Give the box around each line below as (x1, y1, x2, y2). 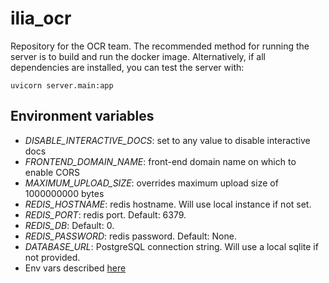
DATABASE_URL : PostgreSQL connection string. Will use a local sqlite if (24, 240, 319, 252)
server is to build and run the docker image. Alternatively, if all (10, 50, 266, 62)
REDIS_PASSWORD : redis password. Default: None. (24, 230, 237, 242)
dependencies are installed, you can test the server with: (10, 61, 245, 73)
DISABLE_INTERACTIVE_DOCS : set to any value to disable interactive (24, 134, 311, 146)
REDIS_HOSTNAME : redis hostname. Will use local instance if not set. (24, 198, 312, 210)
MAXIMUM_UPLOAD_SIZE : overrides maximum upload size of (24, 177, 279, 189)
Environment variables (10, 108, 155, 125)
